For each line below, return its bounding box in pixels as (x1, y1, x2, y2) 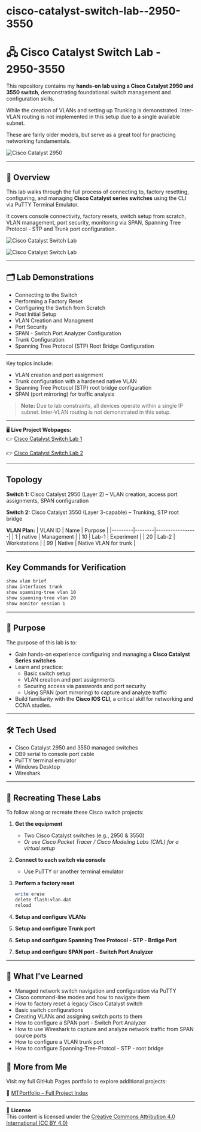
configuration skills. (6, 95, 55, 103)
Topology (6, 474, 42, 485)
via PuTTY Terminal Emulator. (6, 201, 79, 208)
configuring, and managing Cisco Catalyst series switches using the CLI (6, 194, 187, 202)
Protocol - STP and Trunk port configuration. (6, 225, 117, 232)
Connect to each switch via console (14, 856, 106, 864)
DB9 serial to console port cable (14, 751, 95, 758)
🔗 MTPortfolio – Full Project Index (6, 1089, 89, 1097)
